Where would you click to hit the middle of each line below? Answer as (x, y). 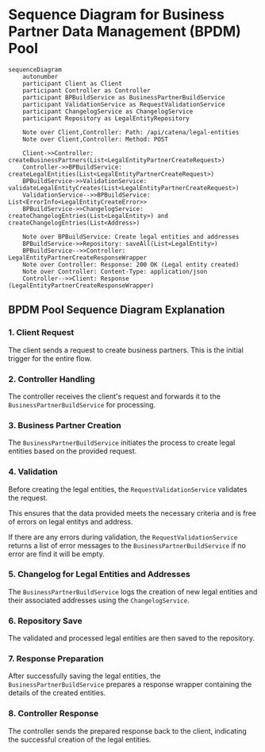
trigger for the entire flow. (50, 358)
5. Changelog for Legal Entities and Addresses (99, 575)
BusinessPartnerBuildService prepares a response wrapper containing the (130, 684)
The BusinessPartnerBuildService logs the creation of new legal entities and (133, 591)
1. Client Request (41, 333)
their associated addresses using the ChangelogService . (99, 600)
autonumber (40, 76)
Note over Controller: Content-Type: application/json (115, 271)
